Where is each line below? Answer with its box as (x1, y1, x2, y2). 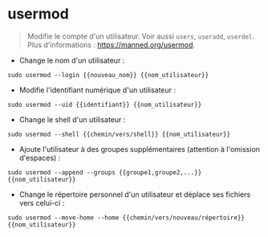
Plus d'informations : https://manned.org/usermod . (26, 39, 196, 49)
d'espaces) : (18, 153, 61, 162)
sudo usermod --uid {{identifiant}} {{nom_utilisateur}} (7, 100, 202, 108)
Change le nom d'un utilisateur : (18, 55, 125, 65)
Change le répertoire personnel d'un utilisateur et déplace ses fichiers (18, 190, 251, 199)
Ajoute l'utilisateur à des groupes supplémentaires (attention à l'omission (18, 144, 260, 153)
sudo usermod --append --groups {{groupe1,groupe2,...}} (7, 168, 202, 177)
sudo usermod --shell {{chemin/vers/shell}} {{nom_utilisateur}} (7, 130, 230, 138)
